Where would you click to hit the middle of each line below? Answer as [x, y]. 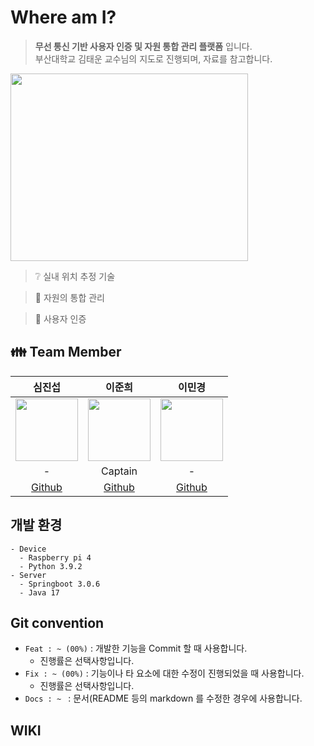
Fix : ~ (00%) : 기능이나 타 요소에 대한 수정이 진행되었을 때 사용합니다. [164, 673]
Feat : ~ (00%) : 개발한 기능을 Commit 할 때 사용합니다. [136, 648]
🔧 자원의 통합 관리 [69, 297]
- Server [28, 575]
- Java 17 [39, 592]
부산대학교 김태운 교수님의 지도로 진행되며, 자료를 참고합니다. [153, 58]
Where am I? [63, 17]
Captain [119, 471]
